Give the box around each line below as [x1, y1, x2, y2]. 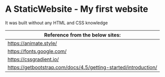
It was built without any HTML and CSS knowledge [5, 20, 108, 26]
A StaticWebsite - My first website [5, 3, 149, 15]
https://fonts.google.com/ [7, 48, 67, 55]
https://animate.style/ [7, 39, 58, 46]
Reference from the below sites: [44, 31, 121, 38]
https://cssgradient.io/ [7, 56, 59, 63]
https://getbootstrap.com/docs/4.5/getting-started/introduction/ [7, 64, 158, 71]
